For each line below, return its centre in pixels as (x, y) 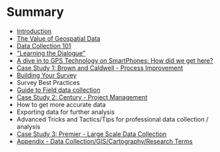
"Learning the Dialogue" (51, 53)
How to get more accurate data (61, 104)
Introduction (34, 31)
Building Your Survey (46, 75)
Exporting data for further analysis (66, 112)
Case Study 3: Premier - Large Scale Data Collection (92, 134)
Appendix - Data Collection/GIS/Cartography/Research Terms (104, 141)
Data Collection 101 (44, 46)
